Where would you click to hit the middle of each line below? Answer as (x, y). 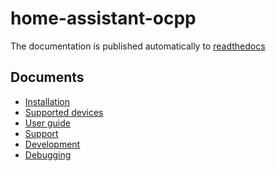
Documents (47, 77)
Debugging (48, 154)
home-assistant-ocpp (103, 18)
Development (52, 144)
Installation (47, 101)
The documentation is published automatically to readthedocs (138, 46)
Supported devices (64, 112)
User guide (47, 123)
